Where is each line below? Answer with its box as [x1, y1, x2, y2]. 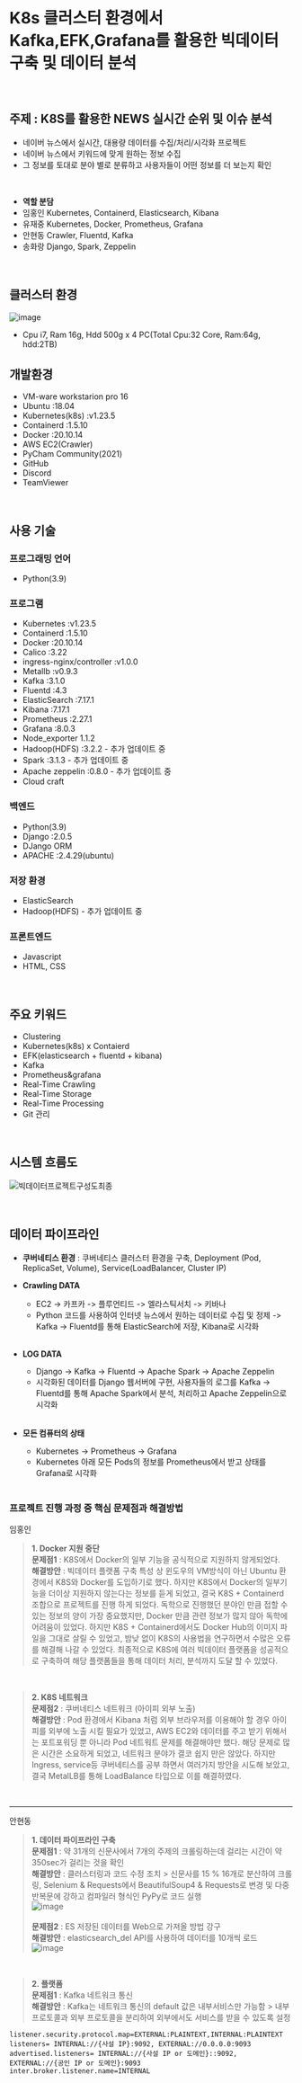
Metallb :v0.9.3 [22, 666, 78, 677]
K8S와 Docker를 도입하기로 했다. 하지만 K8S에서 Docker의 [55, 1576, 263, 1587]
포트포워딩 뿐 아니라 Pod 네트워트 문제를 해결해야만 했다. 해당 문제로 [40, 1736, 281, 1748]
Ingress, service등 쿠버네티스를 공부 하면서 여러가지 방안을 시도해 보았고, [31, 1758, 290, 1770]
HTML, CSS [22, 961, 66, 972]
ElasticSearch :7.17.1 [22, 695, 94, 706]
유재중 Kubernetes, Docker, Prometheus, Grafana [22, 218, 204, 229]
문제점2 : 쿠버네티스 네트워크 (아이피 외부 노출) [31, 1703, 196, 1714]
